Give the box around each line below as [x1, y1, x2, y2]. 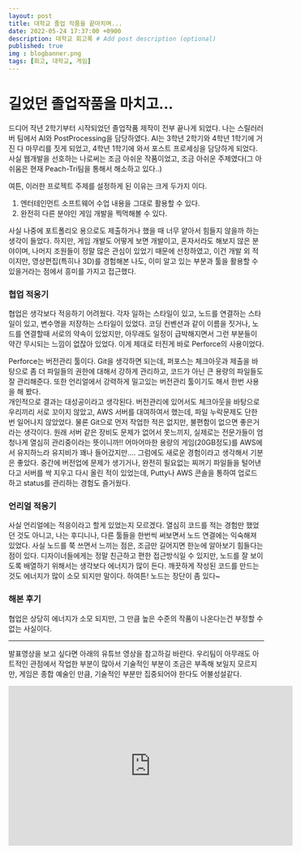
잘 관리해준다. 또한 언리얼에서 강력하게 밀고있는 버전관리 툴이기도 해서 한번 [8, 377, 245, 387]
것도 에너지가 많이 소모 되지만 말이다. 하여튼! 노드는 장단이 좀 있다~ [8, 571, 221, 581]
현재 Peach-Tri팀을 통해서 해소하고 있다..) [29, 163, 162, 173]
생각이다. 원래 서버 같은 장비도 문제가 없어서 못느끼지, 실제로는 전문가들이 [23, 427, 256, 437]
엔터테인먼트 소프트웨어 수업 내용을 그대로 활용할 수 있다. [19, 198, 200, 208]
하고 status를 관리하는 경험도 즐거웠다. [8, 478, 131, 488]
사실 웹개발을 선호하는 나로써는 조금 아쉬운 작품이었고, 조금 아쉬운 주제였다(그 [8, 154, 254, 163]
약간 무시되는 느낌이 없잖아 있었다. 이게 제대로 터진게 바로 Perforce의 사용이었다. [8, 339, 264, 349]
